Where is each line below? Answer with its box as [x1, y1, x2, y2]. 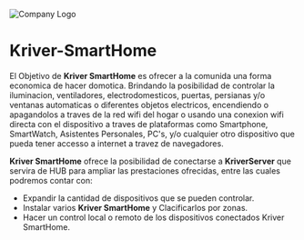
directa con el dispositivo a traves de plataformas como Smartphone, [9, 118, 269, 129]
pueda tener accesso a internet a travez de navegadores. [9, 137, 225, 149]
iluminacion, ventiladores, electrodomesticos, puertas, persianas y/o [9, 89, 266, 100]
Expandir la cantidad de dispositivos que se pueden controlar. [22, 192, 255, 204]
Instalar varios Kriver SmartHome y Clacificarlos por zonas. [22, 202, 248, 213]
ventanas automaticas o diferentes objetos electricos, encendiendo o [9, 99, 269, 110]
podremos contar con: [9, 175, 93, 185]
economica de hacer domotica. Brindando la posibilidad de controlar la [9, 80, 276, 91]
